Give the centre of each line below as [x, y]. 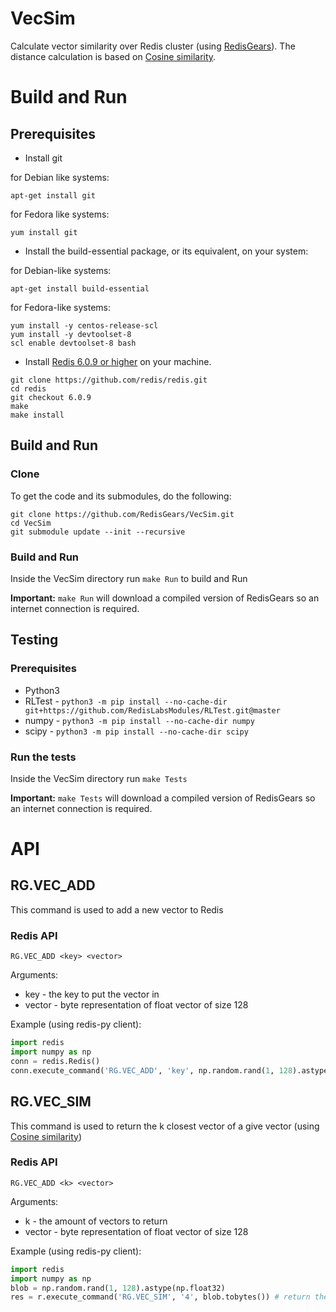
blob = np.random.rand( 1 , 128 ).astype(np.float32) [118, 1288]
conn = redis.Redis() [55, 1061]
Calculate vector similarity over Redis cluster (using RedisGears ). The [153, 46]
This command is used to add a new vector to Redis [117, 909]
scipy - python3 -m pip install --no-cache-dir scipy [136, 731]
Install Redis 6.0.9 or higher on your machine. [118, 361]
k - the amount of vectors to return [96, 1221]
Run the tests [43, 757]
